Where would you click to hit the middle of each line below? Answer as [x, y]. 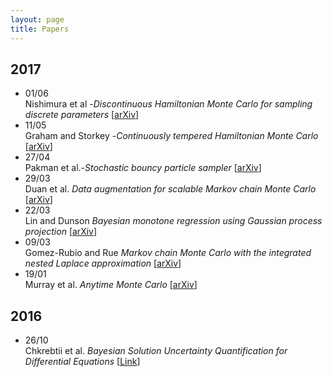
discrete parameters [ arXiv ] [82, 115]
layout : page [37, 19]
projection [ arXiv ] [61, 232]
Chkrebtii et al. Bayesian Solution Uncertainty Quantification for [156, 351]
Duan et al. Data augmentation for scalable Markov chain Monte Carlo [170, 189]
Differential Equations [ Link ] [82, 362]
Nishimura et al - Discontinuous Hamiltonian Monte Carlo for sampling [168, 104]
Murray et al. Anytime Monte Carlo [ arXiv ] [111, 285]
